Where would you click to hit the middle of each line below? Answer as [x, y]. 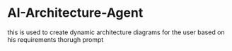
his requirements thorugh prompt [56, 39]
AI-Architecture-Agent [75, 13]
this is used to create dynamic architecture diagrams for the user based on [116, 32]
